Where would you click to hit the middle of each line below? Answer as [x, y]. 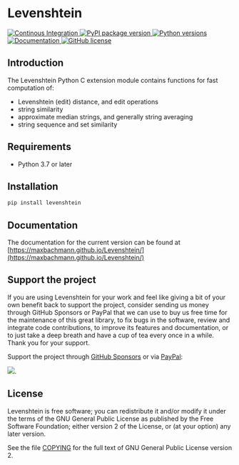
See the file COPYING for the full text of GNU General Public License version [120, 447]
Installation [33, 186]
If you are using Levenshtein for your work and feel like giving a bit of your [117, 297]
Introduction [36, 63]
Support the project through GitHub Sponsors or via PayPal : [95, 356]
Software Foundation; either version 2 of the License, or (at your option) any [119, 426]
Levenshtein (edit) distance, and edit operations [88, 101]
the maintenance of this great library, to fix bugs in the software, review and [119, 320]
